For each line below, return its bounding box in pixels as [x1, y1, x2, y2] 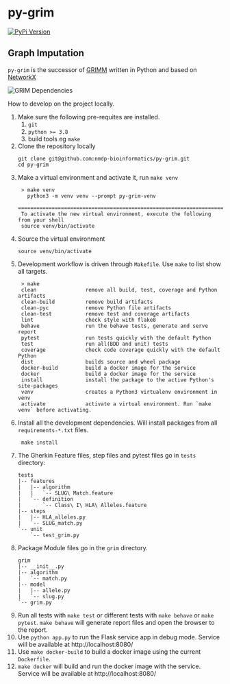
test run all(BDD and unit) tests [21, 340, 168, 347]
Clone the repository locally [17, 142, 96, 150]
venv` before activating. [17, 406, 92, 413]
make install [21, 439, 58, 446]
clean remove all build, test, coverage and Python [21, 286, 218, 293]
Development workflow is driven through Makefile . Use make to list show [17, 259, 221, 268]
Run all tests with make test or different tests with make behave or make [17, 611, 214, 619]
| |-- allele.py [17, 587, 71, 594]
